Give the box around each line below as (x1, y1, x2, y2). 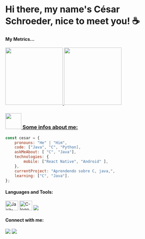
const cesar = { (5, 135, 40, 141)
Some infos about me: (22, 124, 78, 131)
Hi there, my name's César (5, 4, 120, 15)
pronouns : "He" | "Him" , (14, 140, 67, 145)
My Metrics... (5, 36, 35, 42)
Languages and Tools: (5, 189, 54, 195)
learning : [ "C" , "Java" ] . (14, 173, 70, 178)
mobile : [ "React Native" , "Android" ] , (23, 159, 109, 164)
